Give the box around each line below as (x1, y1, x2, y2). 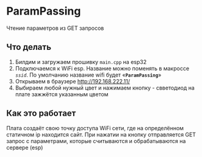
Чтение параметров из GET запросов (6, 24, 104, 32)
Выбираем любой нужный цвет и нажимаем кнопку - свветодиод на (15, 84, 195, 91)
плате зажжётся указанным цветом (15, 90, 109, 98)
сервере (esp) (6, 144, 43, 151)
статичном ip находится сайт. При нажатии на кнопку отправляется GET (6, 131, 197, 138)
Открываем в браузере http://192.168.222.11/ (15, 77, 130, 85)
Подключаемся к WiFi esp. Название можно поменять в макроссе (15, 65, 190, 72)
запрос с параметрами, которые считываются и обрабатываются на (6, 137, 186, 144)
